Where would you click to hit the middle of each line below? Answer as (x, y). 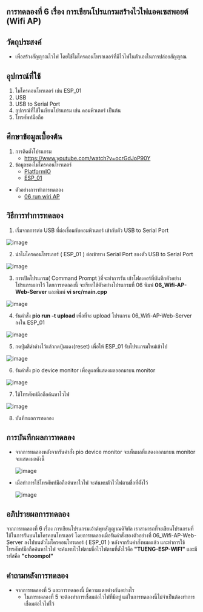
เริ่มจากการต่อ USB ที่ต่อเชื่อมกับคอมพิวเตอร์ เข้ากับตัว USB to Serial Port (92, 230)
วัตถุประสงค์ (24, 42)
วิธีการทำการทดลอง (35, 216)
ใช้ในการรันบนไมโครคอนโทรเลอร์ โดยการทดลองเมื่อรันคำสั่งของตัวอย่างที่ (79, 535)
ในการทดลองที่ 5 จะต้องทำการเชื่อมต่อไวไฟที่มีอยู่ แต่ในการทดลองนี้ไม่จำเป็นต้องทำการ (109, 597)
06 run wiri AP (42, 196)
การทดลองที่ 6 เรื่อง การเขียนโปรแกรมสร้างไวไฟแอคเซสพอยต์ (97, 12)
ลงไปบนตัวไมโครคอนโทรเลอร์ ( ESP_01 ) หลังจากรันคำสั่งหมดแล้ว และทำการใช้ (105, 542)
